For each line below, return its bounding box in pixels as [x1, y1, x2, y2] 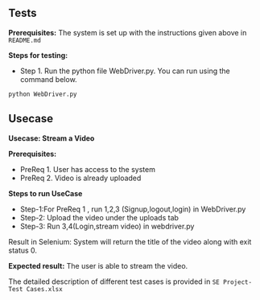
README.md [8, 36, 42, 44]
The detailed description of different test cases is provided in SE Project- [8, 277, 252, 286]
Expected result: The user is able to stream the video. [8, 261, 188, 270]
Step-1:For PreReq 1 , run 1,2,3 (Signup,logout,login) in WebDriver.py [19, 204, 246, 214]
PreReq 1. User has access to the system [19, 164, 155, 174]
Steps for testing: [8, 50, 68, 60]
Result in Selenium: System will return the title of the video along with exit [8, 236, 252, 246]
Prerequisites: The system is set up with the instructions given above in [8, 27, 247, 37]
